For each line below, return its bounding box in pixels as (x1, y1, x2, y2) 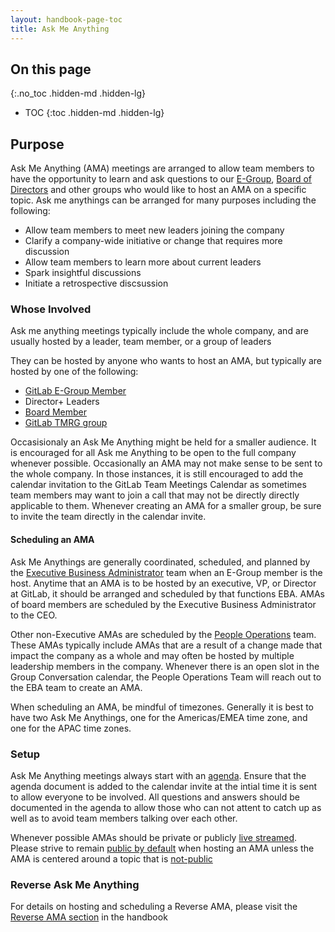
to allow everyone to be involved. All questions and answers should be (10, 791, 300, 803)
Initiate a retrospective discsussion (24, 277, 169, 290)
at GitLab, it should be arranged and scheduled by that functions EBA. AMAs (10, 587, 325, 600)
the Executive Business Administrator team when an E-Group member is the (10, 566, 323, 578)
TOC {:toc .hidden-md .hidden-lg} (24, 107, 165, 119)
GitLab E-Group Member (24, 385, 127, 397)
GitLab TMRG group (24, 417, 108, 429)
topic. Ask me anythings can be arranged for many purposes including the (10, 194, 317, 206)
